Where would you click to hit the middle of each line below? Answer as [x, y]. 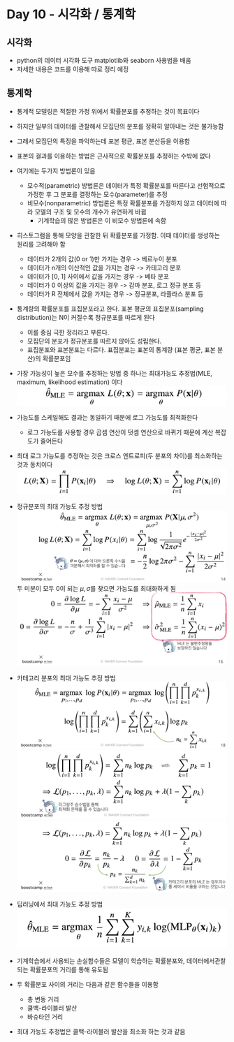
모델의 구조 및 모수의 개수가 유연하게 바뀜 [90, 212]
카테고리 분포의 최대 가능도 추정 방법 [66, 677]
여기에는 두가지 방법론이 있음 [56, 170]
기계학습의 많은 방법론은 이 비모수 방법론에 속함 [102, 220]
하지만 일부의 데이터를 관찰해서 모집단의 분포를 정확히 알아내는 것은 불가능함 [120, 126]
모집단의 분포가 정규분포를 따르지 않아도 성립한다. [94, 341]
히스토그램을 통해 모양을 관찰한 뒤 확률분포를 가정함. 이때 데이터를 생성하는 [118, 235]
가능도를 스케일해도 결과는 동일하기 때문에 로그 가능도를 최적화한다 [107, 418]
